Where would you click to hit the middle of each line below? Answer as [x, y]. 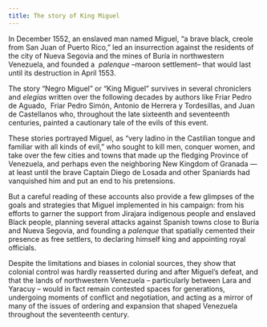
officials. [22, 247]
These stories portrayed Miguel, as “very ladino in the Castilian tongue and [131, 138]
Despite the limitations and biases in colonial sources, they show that [122, 263]
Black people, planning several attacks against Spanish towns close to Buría [133, 222]
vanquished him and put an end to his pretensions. [92, 181]
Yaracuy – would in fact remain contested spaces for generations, [117, 288]
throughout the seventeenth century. [69, 314]
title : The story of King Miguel [64, 16]
